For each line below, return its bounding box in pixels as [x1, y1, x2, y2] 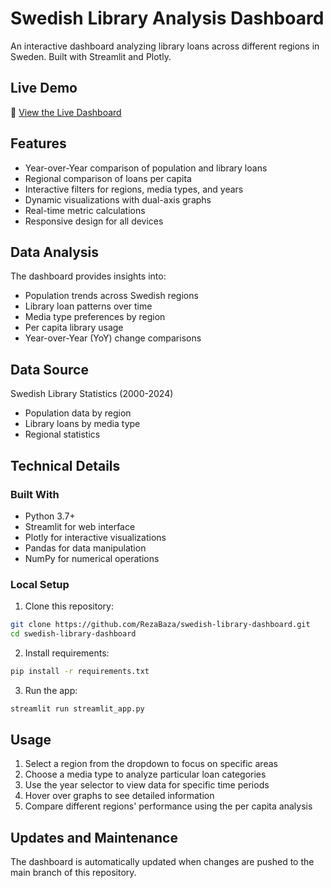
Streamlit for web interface [24, 520, 136, 532]
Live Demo [10, 80, 78, 97]
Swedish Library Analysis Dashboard [10, 7, 325, 30]
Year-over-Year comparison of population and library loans [24, 162, 268, 174]
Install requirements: [24, 647, 110, 659]
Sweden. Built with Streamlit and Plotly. [10, 50, 172, 62]
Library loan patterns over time [24, 300, 153, 312]
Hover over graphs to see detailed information [24, 790, 215, 802]
